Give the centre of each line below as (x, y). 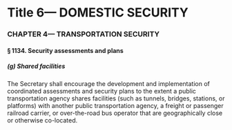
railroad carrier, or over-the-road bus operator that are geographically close (115, 113)
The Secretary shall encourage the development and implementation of (109, 83)
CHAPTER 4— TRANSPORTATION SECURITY (84, 34)
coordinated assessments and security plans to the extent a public (102, 91)
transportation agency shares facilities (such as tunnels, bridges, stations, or (116, 98)
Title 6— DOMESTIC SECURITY (98, 13)
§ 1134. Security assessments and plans (66, 50)
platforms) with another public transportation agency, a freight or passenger (116, 105)
